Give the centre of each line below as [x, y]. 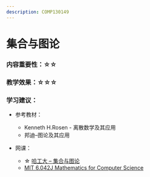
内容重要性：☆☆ [32, 64]
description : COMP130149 [38, 12]
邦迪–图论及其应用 [47, 135]
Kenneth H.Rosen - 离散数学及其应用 [70, 127]
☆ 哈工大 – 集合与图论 [52, 161]
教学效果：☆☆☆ [32, 82]
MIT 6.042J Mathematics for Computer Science [84, 167]
